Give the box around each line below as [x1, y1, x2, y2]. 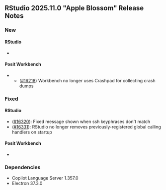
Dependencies [4, 164, 41, 171]
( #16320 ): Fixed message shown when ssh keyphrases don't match [11, 119, 151, 125]
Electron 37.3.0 [11, 181, 43, 187]
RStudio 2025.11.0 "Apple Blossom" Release [4, 4, 144, 12]
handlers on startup [11, 129, 53, 135]
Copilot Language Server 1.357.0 [11, 175, 79, 181]
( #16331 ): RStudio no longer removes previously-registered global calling [11, 124, 161, 129]
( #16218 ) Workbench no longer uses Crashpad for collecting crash [19, 77, 156, 83]
